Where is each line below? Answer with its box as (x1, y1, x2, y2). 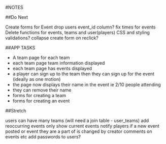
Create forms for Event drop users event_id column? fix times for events (5, 24, 156, 30)
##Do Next (5, 14, 28, 20)
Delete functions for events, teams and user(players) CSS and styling (5, 30, 150, 35)
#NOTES (5, 5, 24, 10)
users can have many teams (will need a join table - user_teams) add (5, 118, 149, 124)
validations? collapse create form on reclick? (5, 35, 99, 41)
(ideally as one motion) (12, 76, 61, 82)
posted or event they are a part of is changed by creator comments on (5, 128, 152, 134)
